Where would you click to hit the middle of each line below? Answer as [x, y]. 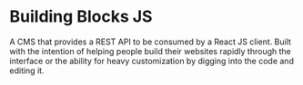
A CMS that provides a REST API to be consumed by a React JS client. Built [150, 42]
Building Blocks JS [81, 17]
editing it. [27, 71]
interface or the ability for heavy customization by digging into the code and [151, 61]
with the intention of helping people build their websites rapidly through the [150, 51]
